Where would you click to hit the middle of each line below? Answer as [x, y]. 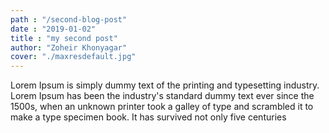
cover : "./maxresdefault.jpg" [73, 57]
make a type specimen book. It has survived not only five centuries [148, 117]
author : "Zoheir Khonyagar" [69, 47]
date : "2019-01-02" [53, 29]
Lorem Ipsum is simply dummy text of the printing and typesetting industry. [165, 85]
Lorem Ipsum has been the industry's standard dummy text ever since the [162, 96]
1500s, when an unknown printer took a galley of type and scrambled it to [162, 107]
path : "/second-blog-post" [69, 19]
